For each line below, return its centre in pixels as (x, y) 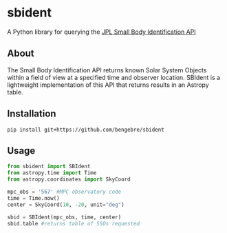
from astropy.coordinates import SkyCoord (69, 180)
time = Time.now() (33, 198)
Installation (32, 114)
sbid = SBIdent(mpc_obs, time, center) (64, 217)
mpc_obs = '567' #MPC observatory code (64, 192)
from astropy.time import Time (52, 173)
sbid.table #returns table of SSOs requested (73, 223)
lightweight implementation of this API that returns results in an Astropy (108, 85)
